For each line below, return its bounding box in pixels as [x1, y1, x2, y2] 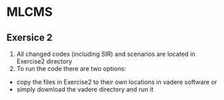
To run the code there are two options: [16, 65, 127, 72]
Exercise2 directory [16, 57, 73, 66]
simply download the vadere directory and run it [16, 86, 153, 93]
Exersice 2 [6, 32, 53, 43]
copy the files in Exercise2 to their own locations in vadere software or [16, 78, 218, 86]
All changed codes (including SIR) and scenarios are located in [16, 50, 196, 58]
